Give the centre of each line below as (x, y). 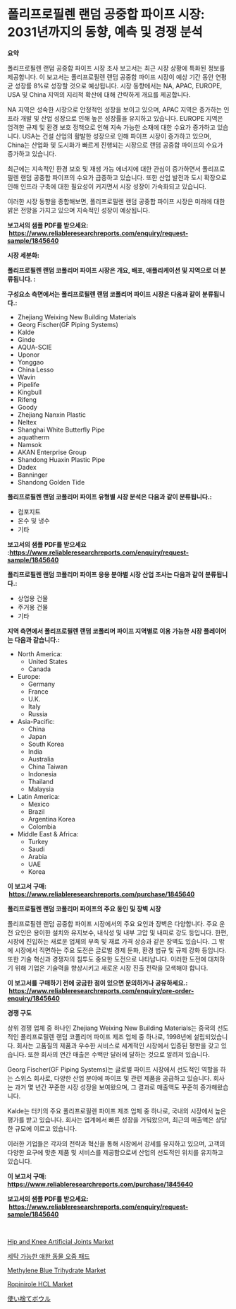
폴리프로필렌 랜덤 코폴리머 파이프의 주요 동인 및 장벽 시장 (84, 908)
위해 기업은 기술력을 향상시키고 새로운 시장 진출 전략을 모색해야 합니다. (111, 968)
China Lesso (36, 369)
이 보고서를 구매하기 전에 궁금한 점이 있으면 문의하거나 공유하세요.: (98, 983)
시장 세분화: (24, 255)
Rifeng (27, 399)
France (38, 691)
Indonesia (42, 774)
